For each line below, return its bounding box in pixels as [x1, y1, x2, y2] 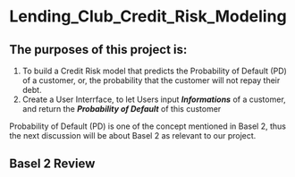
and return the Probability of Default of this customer [21, 104, 222, 114]
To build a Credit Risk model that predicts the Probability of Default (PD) [21, 65, 288, 76]
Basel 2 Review [9, 156, 96, 172]
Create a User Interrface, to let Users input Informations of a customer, [21, 94, 286, 105]
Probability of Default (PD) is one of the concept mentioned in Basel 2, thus [9, 121, 286, 131]
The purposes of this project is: [9, 42, 188, 57]
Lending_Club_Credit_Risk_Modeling [9, 6, 288, 27]
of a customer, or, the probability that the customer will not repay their [21, 75, 281, 86]
